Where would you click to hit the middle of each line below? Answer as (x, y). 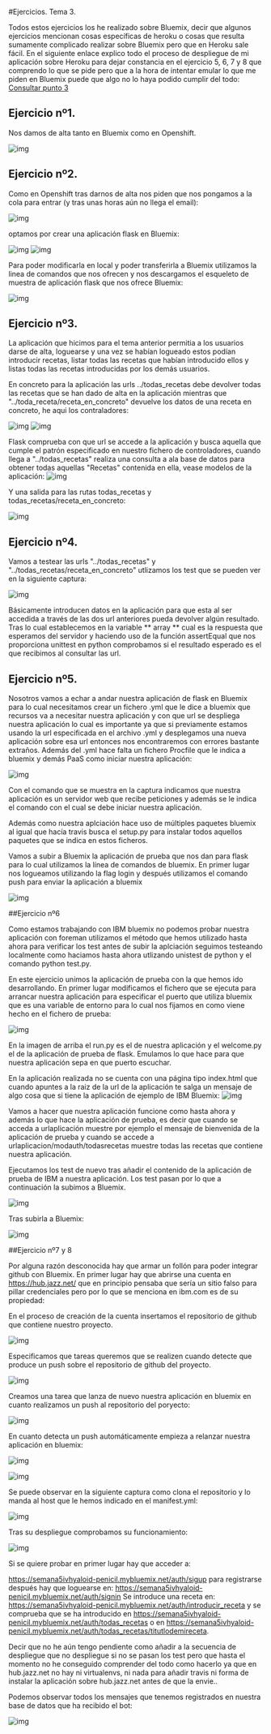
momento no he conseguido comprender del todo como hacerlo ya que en (133, 1664)
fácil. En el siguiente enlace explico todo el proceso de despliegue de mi (129, 53)
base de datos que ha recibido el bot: (70, 1706)
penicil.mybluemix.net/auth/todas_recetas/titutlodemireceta (108, 1631)
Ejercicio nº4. (43, 542)
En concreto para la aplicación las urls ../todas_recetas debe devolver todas (135, 385)
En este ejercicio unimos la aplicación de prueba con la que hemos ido (126, 979)
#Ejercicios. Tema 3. (42, 12)
